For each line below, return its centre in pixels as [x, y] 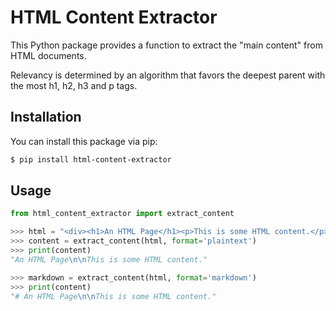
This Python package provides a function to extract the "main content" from [166, 45]
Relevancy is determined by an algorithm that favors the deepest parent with [168, 75]
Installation [46, 117]
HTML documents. [48, 55]
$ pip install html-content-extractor [91, 159]
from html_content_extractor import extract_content [122, 214]
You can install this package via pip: [84, 141]
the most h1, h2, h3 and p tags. [74, 85]
